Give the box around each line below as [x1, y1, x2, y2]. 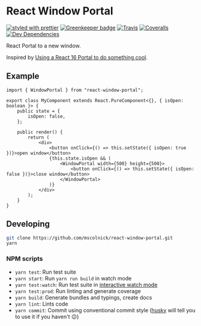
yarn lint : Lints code [14, 300, 68, 307]
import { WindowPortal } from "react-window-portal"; [6, 87, 144, 93]
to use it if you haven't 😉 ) [14, 313, 79, 320]
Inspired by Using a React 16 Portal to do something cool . [6, 53, 148, 61]
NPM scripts [6, 255, 43, 263]
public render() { [17, 129, 63, 135]
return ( [28, 134, 50, 140]
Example [6, 71, 40, 82]
